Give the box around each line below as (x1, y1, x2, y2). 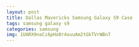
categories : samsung (6, 26, 59, 32)
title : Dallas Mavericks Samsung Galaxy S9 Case (6, 15, 133, 21)
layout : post (6, 9, 40, 15)
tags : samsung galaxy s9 (6, 20, 70, 26)
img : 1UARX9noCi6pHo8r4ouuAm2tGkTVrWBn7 (6, 32, 111, 38)
